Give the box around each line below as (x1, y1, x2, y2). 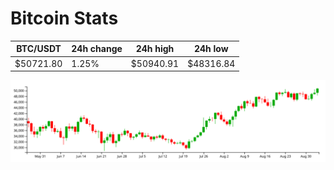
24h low (193, 43, 229, 55)
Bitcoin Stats (10, 7, 119, 30)
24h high (135, 43, 175, 55)
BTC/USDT (16, 43, 62, 55)
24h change (71, 43, 123, 55)
